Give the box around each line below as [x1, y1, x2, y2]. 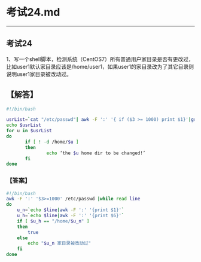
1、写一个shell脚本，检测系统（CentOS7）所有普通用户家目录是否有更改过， [6, 55, 194, 63]
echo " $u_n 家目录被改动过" [28, 240, 92, 246]
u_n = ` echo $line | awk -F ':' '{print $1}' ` [17, 207, 124, 213]
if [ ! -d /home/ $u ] [25, 139, 79, 145]
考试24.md [6, 5, 60, 19]
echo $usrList [6, 122, 42, 129]
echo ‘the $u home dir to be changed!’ [46, 150, 146, 156]
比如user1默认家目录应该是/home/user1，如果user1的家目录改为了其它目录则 [6, 63, 194, 70]
